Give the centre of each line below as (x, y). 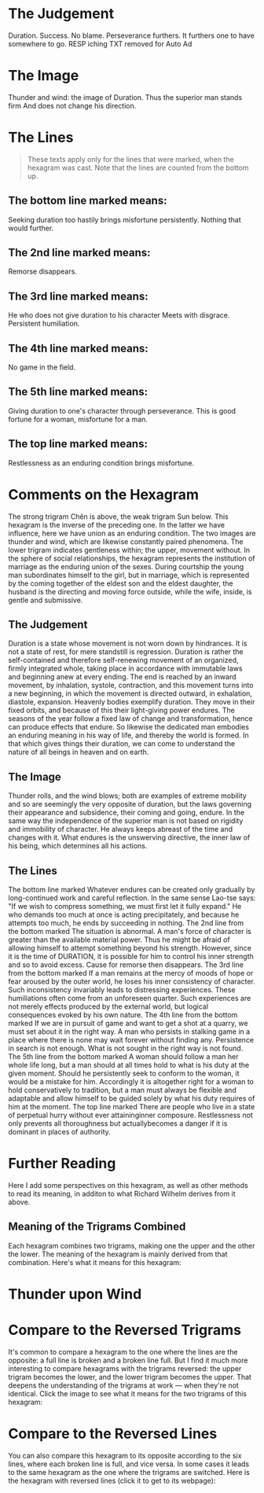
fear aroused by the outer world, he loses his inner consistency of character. (132, 982)
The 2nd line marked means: (79, 253)
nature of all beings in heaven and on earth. (79, 752)
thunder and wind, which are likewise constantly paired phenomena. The (126, 541)
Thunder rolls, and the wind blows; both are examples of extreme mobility (128, 796)
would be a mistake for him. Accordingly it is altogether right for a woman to (131, 1082)
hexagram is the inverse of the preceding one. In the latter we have (117, 524)
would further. (31, 228)
